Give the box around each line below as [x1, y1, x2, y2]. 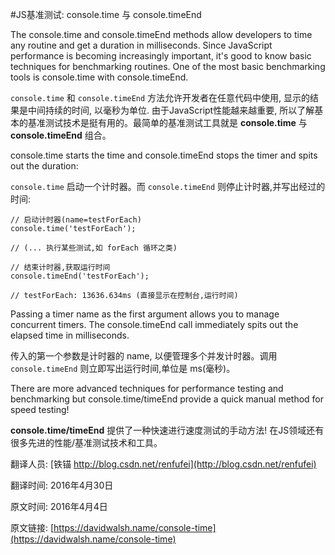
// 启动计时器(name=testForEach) [10, 215, 142, 225]
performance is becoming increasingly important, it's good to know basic [10, 50, 312, 62]
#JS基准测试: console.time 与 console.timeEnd [10, 9, 202, 20]
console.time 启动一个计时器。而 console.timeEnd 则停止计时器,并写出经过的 [10, 181, 326, 192]
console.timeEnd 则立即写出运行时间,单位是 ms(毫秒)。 [10, 363, 236, 374]
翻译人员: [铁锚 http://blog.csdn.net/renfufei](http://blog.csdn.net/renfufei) [10, 458, 317, 470]
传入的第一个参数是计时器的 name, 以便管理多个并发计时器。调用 [10, 350, 278, 362]
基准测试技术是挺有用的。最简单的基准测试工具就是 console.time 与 [27, 117, 308, 128]
